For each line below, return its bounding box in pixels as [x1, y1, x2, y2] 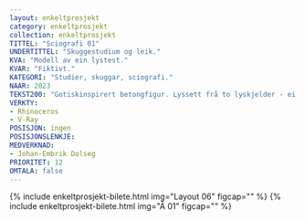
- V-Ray [9, 115, 39, 124]
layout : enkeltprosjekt [9, 13, 100, 23]
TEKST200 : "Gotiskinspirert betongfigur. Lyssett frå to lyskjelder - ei [9, 89, 297, 99]
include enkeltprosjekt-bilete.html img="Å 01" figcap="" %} [9, 201, 233, 212]
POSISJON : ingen [9, 124, 71, 133]
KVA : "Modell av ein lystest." [9, 56, 129, 65]
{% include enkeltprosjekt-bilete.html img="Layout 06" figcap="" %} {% [9, 191, 281, 202]
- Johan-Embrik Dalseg [9, 149, 96, 158]
